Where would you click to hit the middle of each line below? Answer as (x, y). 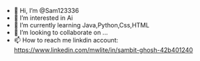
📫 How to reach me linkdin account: (66, 40)
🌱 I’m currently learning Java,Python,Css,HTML (82, 25)
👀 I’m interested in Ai (43, 18)
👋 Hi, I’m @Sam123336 (46, 11)
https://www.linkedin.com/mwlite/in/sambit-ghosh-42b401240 (103, 50)
